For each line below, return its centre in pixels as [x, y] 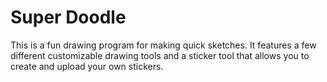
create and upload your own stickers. [87, 66]
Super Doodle [68, 17]
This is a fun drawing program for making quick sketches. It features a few [163, 45]
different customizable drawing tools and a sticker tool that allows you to [160, 55]
